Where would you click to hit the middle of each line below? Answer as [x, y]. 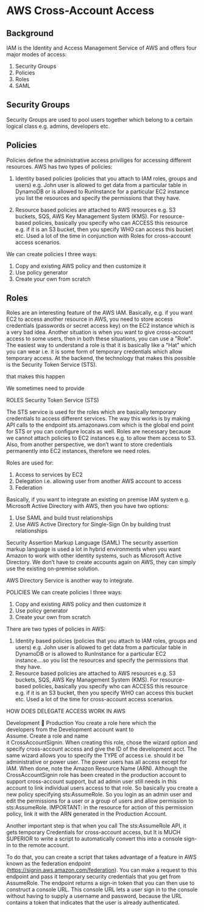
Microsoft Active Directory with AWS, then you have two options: [88, 506]
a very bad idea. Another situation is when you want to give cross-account [100, 332]
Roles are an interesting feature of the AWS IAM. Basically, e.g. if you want [100, 313]
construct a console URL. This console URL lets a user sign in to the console [102, 889]
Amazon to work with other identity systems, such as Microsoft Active [94, 556]
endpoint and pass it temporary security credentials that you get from [93, 877]
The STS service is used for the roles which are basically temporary [91, 412]
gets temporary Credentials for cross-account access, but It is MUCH [93, 833]
